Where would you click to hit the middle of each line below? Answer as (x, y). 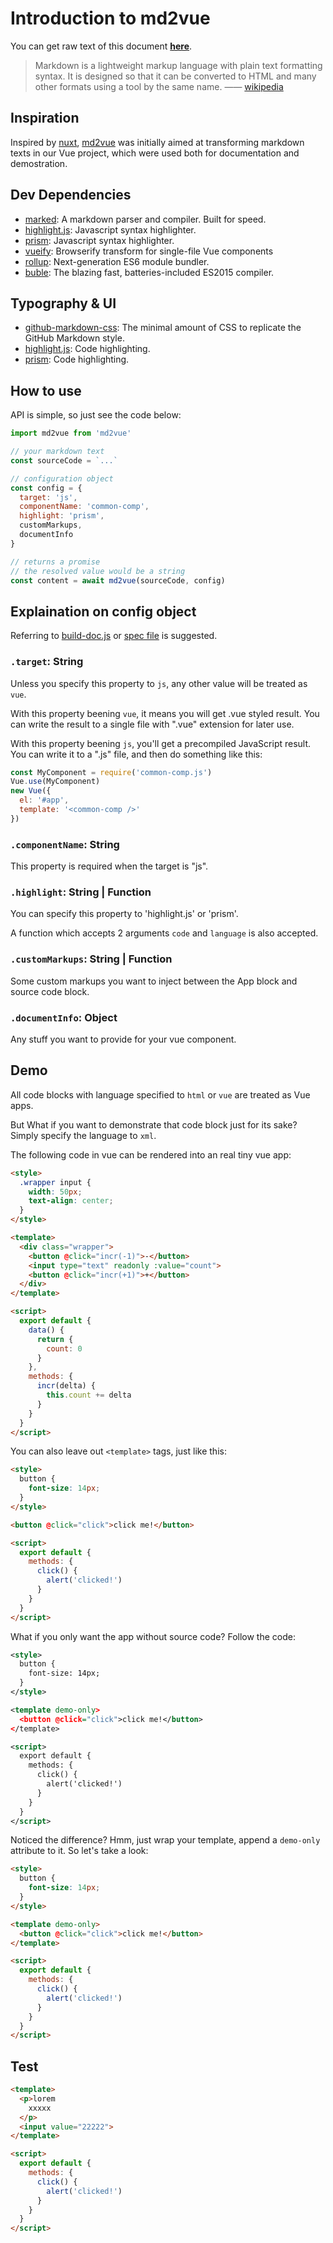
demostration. (39, 163)
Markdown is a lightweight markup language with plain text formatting (178, 65)
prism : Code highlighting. (77, 359)
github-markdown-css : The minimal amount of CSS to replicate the (163, 328)
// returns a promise (55, 562)
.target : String (47, 662)
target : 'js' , (48, 497)
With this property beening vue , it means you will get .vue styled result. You (165, 713)
